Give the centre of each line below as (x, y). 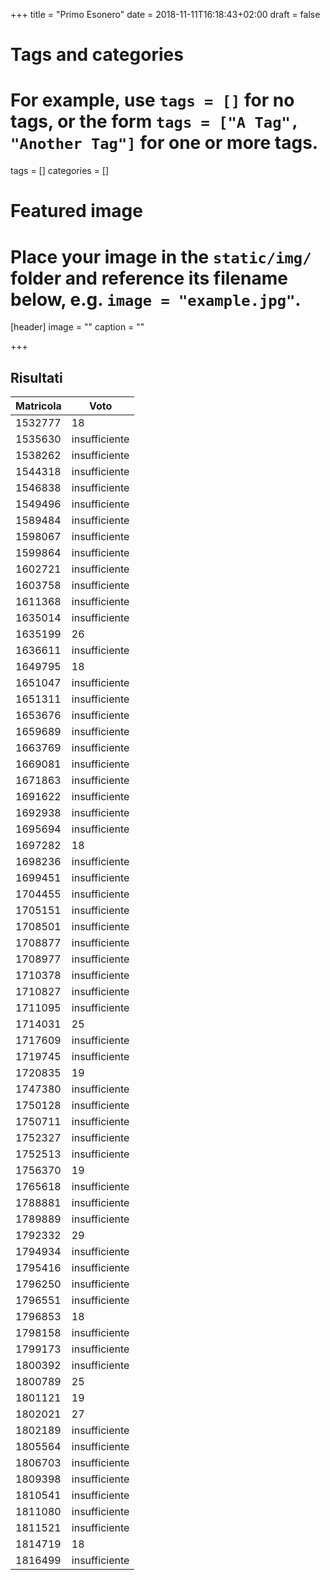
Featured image (76, 211)
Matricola (38, 406)
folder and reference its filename (149, 278)
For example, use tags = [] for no (152, 100)
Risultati (36, 377)
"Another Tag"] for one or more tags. (164, 143)
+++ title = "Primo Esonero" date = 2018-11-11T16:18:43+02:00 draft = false (165, 14)
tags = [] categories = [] (60, 171)
